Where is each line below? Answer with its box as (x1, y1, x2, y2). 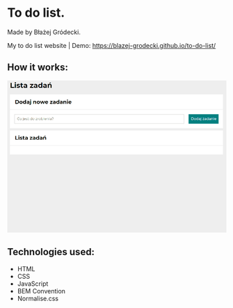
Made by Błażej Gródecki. (7, 28, 81, 36)
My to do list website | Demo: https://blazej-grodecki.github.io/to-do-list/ (7, 41, 216, 49)
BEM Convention (17, 286, 66, 295)
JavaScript (17, 279, 49, 288)
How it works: (7, 61, 68, 74)
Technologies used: (7, 246, 95, 258)
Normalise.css (17, 294, 59, 302)
